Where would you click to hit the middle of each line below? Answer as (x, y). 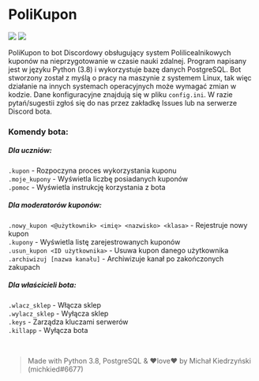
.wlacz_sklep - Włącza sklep (54, 304)
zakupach (24, 267)
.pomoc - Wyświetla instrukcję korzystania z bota (87, 187)
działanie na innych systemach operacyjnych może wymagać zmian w (122, 86)
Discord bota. (30, 111)
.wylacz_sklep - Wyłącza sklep (58, 313)
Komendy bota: (38, 132)
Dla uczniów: (30, 151)
